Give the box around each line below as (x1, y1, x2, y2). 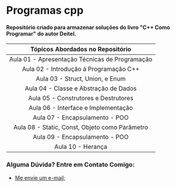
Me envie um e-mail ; (14, 174, 66, 181)
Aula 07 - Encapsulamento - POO (32, 114, 129, 122)
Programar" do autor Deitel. (6, 30, 76, 37)
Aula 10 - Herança (54, 143, 107, 151)
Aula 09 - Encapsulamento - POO (32, 133, 129, 141)
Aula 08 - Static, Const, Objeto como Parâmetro (13, 123, 149, 131)
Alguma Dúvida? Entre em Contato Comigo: (6, 161, 135, 169)
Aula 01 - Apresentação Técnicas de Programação (9, 55, 153, 63)
